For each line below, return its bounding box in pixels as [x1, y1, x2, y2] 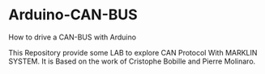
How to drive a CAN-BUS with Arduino [8, 32, 136, 42]
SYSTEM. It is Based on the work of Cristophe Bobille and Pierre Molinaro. [8, 56, 256, 66]
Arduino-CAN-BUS [8, 6, 138, 24]
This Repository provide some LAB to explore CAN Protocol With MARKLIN [8, 47, 258, 57]
